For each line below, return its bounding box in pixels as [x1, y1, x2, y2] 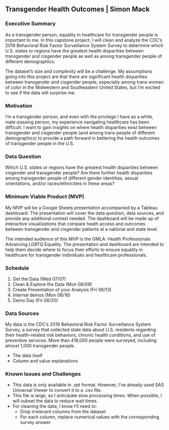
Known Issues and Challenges [5, 371, 81, 378]
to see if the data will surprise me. [5, 89, 76, 96]
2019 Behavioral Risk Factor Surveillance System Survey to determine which [5, 42, 164, 48]
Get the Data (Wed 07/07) [12, 276, 67, 282]
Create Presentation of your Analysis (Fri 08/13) [12, 286, 112, 292]
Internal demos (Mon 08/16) [12, 292, 71, 298]
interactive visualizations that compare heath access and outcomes [5, 220, 145, 227]
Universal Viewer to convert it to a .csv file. [12, 387, 102, 393]
